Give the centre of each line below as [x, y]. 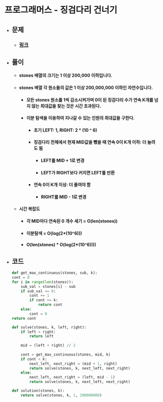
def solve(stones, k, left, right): [49, 327]
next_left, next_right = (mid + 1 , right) [73, 364]
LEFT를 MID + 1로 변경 [63, 161]
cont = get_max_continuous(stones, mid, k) [66, 355]
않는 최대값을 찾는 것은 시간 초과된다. [66, 106]
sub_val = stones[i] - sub [48, 286]
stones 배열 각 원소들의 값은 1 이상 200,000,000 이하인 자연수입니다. [86, 88]
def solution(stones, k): [38, 391]
